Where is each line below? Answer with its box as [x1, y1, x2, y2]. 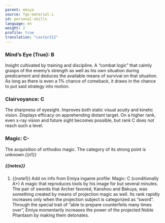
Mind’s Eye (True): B [5, 51, 55, 58]
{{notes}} [5, 163, 26, 169]
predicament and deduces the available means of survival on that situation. [5, 73, 158, 79]
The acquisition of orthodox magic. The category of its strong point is [5, 146, 146, 152]
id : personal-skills [5, 16, 48, 21]
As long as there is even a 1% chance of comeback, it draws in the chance [5, 78, 156, 84]
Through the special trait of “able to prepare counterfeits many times [12, 201, 152, 208]
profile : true [5, 30, 34, 35]
